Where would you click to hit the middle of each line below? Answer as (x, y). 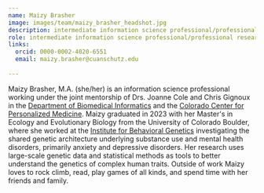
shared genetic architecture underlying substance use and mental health (126, 139)
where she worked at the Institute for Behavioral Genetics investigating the (129, 130)
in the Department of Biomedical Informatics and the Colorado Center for (126, 105)
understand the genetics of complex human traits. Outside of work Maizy (126, 164)
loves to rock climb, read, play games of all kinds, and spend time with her (128, 172)
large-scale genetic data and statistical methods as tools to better (115, 155)
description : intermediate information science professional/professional (133, 30)
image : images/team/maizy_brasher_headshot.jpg (88, 23)
